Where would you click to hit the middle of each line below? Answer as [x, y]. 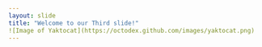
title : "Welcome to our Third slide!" [74, 23]
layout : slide [32, 16]
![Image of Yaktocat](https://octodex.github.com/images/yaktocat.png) [131, 30]
